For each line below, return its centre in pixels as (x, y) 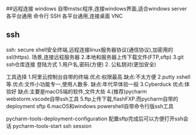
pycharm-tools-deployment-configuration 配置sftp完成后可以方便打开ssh (95, 119)
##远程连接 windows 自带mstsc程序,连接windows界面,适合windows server (97, 9)
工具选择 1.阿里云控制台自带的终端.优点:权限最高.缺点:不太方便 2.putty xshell (98, 77)
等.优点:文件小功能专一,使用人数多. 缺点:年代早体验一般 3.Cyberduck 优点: (95, 84)
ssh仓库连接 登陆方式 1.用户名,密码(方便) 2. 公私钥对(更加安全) (81, 64)
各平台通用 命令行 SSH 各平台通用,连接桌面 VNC (64, 16)
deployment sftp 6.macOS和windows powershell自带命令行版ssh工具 (90, 106)
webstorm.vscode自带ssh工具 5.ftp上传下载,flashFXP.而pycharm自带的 (92, 99)
